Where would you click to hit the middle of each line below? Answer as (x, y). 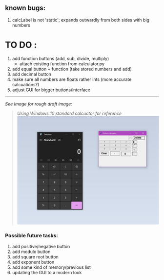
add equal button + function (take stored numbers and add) (72, 69)
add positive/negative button (41, 246)
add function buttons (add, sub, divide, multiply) (61, 58)
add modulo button (31, 252)
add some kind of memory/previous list (51, 267)
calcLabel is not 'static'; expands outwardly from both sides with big (81, 20)
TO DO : (21, 45)
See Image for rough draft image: (39, 104)
